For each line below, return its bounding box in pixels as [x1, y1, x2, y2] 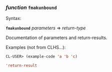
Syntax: [5, 15, 21, 21]
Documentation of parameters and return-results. [5, 34, 107, 41]
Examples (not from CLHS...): [5, 44, 66, 50]
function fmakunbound [5, 4, 57, 11]
